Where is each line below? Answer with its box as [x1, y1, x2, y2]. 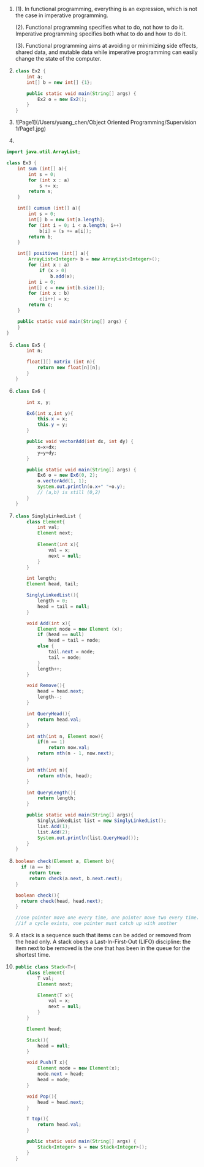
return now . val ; [48, 745, 90, 751]
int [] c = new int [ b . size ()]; [28, 284, 105, 291]
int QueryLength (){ [26, 789, 77, 796]
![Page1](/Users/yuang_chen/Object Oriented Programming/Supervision [15, 119, 197, 126]
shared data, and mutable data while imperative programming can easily [15, 48, 198, 56]
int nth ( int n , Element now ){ [26, 733, 104, 739]
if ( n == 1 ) [37, 739, 66, 745]
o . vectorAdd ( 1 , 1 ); [37, 478, 88, 484]
